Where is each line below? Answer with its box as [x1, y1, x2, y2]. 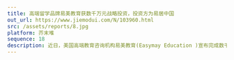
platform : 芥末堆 [7, 29, 54, 37]
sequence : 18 [7, 36, 45, 43]
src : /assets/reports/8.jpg [7, 23, 89, 30]
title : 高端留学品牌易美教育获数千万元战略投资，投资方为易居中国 [7, 10, 175, 17]
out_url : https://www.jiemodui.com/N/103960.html [7, 17, 155, 23]
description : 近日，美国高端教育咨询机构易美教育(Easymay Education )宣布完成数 [7, 42, 224, 49]
